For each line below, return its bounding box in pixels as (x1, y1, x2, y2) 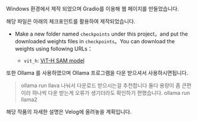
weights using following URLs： (14, 45, 93, 52)
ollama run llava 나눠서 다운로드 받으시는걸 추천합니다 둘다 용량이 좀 (20, 82, 181, 89)
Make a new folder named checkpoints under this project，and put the (14, 30, 188, 37)
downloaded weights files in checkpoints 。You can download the (14, 38, 175, 44)
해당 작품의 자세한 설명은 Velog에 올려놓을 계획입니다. (6, 109, 132, 115)
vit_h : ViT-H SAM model (23, 57, 85, 64)
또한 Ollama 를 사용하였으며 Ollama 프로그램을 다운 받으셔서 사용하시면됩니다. (6, 69, 189, 76)
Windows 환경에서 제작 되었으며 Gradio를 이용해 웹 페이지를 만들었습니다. (6, 5, 179, 12)
